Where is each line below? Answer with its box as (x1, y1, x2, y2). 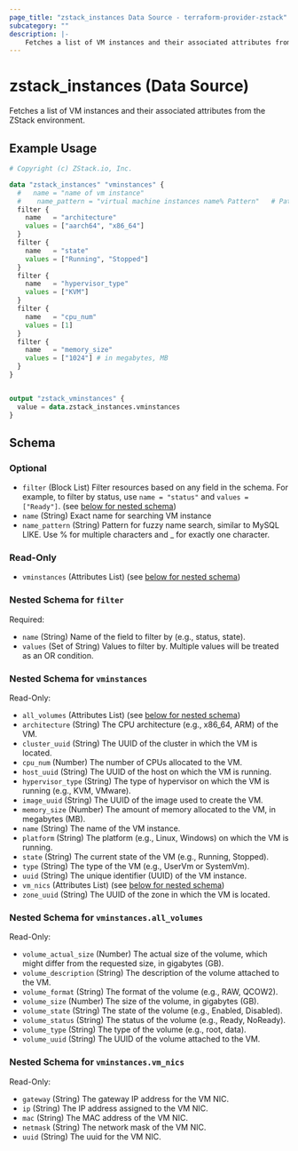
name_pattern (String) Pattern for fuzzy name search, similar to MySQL (21, 520, 279, 531)
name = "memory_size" (25, 346, 114, 355)
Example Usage (9, 140, 98, 156)
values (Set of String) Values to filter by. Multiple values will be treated (21, 641, 279, 651)
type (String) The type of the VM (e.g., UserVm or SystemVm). (21, 861, 250, 872)
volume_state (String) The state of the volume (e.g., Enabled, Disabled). (21, 1005, 283, 1016)
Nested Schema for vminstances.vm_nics (9, 1056, 184, 1068)
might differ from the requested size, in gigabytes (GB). (21, 958, 224, 969)
